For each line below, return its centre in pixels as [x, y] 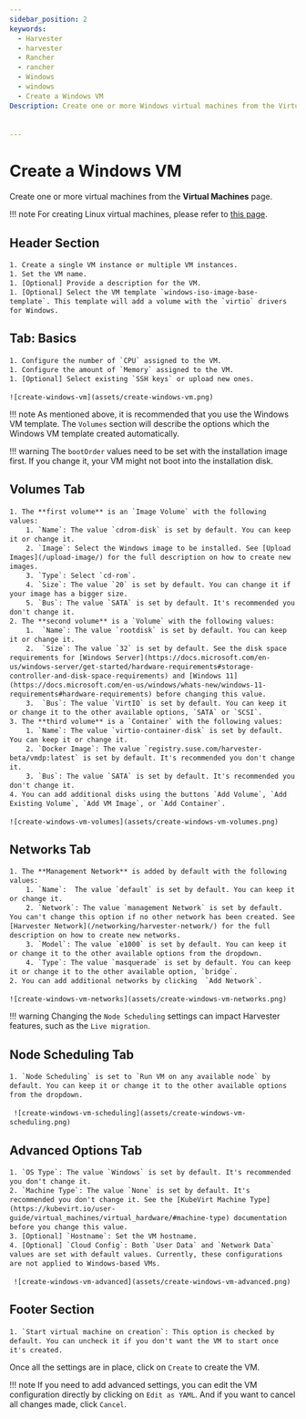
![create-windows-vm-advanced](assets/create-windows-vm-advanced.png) [152, 1282]
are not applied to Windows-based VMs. [85, 1264]
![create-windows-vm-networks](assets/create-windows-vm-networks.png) [148, 1000]
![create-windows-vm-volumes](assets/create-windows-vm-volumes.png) [144, 822]
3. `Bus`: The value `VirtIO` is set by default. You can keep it [156, 703]
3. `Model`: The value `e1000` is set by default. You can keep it [156, 945]
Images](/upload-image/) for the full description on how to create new [150, 557]
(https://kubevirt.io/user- [63, 1209]
